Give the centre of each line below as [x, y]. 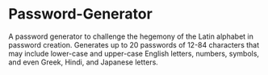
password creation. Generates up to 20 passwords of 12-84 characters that [134, 44]
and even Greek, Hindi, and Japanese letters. [84, 62]
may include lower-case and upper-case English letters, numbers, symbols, [134, 53]
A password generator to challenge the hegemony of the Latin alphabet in [131, 36]
